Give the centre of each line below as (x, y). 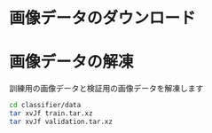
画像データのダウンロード (103, 18)
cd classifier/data (45, 106)
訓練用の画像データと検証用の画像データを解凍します (106, 89)
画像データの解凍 (72, 62)
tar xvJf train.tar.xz (51, 113)
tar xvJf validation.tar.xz (61, 121)
